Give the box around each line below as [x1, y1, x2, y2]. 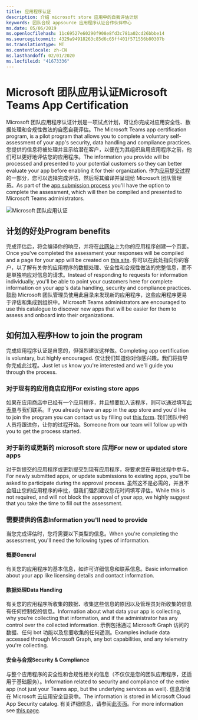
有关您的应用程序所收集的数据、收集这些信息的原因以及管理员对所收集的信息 [6, 600, 192, 608]
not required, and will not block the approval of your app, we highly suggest [6, 493, 190, 501]
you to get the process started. [6, 428, 81, 435]
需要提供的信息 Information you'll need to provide [6, 515, 148, 524]
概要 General [6, 551, 37, 558]
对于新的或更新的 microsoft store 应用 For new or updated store [6, 444, 187, 452]
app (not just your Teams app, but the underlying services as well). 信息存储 [6, 685, 190, 692]
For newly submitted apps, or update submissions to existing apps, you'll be [6, 472, 190, 479]
